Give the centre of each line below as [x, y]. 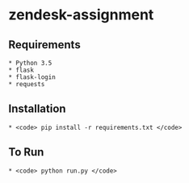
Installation [37, 109]
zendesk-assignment [81, 15]
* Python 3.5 [30, 63]
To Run [26, 152]
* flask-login [32, 77]
